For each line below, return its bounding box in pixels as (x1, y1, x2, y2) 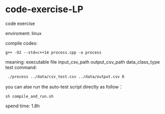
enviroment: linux (5, 30, 42, 36)
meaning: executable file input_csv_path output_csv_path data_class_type (5, 59, 160, 65)
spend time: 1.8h (5, 103, 40, 109)
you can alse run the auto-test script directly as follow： (5, 83, 124, 90)
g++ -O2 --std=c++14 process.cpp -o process (5, 50, 102, 55)
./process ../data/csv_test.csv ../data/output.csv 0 (7, 74, 125, 79)
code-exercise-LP (5, 4, 83, 15)
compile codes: (5, 40, 38, 46)
